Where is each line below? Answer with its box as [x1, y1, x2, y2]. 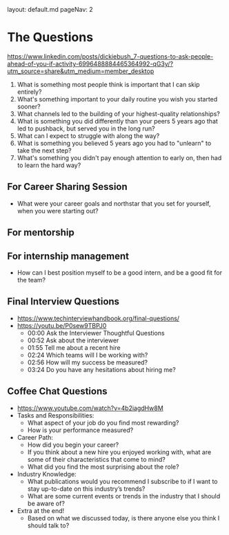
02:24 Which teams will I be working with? [27, 351, 148, 359]
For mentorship [7, 226, 74, 239]
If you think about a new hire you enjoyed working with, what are [27, 447, 212, 456]
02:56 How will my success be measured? [27, 358, 148, 367]
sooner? [17, 102, 41, 110]
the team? [17, 275, 46, 284]
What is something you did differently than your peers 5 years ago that [17, 117, 219, 125]
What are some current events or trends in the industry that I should [27, 492, 221, 500]
